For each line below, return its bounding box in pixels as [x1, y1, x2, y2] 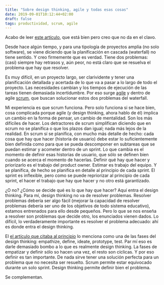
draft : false [5, 16, 32, 21]
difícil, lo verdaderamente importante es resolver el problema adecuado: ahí [5, 219, 159, 225]
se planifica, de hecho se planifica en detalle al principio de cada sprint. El [5, 168, 156, 173]
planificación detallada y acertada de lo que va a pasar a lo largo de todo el [5, 80, 157, 85]
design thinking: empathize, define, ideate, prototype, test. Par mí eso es [5, 239, 152, 245]
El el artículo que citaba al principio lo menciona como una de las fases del [5, 233, 156, 239]
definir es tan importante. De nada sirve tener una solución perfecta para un [5, 254, 159, 260]
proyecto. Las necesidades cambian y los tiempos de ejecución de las [5, 85, 147, 91]
